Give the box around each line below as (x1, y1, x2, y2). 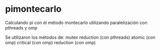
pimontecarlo (5, 3, 62, 15)
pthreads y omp (5, 25, 38, 30)
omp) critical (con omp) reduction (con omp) (5, 39, 96, 45)
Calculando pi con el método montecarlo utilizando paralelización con (5, 20, 148, 25)
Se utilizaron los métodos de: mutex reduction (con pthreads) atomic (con (5, 34, 156, 40)
